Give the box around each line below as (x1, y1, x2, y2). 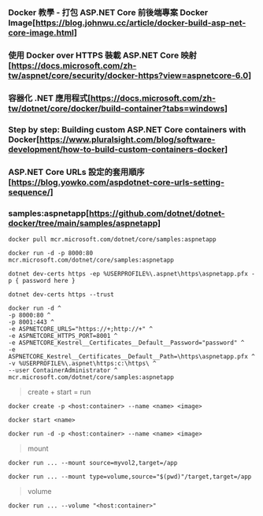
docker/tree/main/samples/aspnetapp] (8, 217, 161, 228)
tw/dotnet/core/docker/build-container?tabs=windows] (8, 102, 228, 113)
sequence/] (8, 187, 54, 198)
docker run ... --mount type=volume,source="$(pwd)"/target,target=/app (8, 473, 252, 481)
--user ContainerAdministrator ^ (8, 366, 118, 374)
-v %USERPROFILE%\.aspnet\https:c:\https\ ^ (8, 359, 157, 367)
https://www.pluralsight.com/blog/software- (39, 134, 216, 145)
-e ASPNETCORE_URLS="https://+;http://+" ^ (8, 325, 154, 332)
